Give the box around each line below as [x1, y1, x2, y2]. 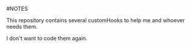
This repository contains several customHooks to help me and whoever [6, 17, 185, 23]
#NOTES [6, 5, 29, 12]
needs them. [6, 23, 38, 30]
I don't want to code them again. [6, 35, 88, 41]
